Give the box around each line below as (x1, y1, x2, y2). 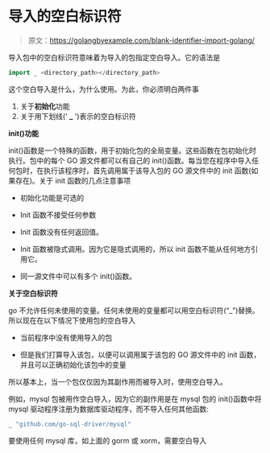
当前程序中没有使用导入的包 (19, 332, 113, 342)
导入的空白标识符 (8, 7, 123, 26)
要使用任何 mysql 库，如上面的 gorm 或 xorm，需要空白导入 (8, 435, 207, 445)
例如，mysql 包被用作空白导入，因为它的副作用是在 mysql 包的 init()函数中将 (8, 393, 262, 403)
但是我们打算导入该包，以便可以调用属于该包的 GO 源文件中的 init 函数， (19, 349, 261, 359)
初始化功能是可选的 (19, 192, 85, 202)
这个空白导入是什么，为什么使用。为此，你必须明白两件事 (8, 84, 199, 93)
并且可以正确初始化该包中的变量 (19, 360, 127, 369)
